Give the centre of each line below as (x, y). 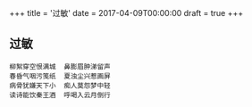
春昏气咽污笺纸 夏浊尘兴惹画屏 (60, 76)
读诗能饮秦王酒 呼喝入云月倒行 (60, 95)
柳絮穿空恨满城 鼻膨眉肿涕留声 (60, 66)
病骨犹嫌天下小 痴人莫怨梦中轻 (60, 86)
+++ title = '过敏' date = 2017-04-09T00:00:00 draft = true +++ (126, 13)
